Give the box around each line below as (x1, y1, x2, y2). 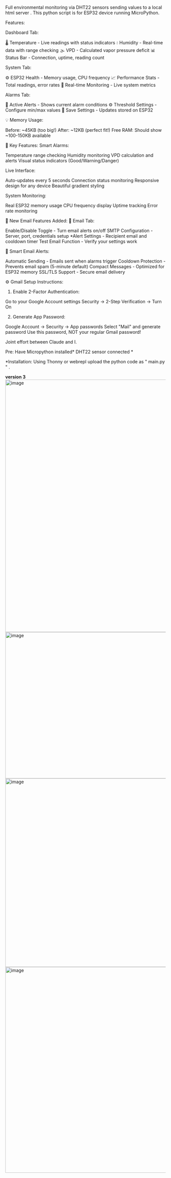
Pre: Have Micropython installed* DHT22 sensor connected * (5, 349, 133, 355)
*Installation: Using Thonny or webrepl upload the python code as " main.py (5, 359, 165, 364)
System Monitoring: (5, 193, 47, 198)
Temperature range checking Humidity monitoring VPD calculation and (5, 152, 154, 158)
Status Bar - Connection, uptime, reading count (5, 54, 104, 61)
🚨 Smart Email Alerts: (5, 248, 50, 254)
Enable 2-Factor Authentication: (12, 289, 80, 295)
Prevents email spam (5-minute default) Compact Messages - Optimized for (5, 264, 164, 269)
